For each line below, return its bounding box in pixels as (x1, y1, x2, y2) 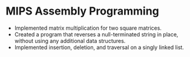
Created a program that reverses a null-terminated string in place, (14, 30, 179, 38)
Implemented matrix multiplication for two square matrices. (14, 24, 162, 32)
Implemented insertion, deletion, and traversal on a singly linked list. (14, 44, 184, 51)
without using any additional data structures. (14, 37, 126, 44)
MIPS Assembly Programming (5, 4, 160, 18)
